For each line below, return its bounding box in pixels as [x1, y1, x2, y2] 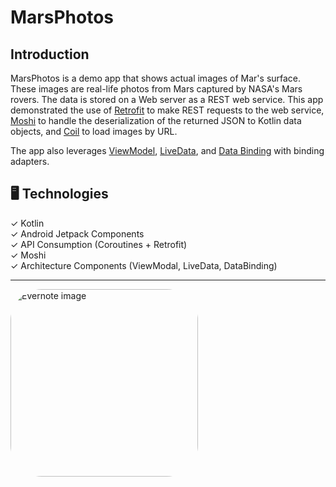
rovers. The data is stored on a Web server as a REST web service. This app [10, 94, 324, 105]
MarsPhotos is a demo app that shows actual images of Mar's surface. [10, 72, 302, 84]
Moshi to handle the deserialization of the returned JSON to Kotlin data [10, 115, 302, 126]
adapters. [10, 156, 50, 167]
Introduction [10, 46, 90, 63]
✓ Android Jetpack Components [10, 227, 145, 240]
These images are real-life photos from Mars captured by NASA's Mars [10, 83, 303, 95]
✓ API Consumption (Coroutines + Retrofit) [10, 238, 188, 250]
